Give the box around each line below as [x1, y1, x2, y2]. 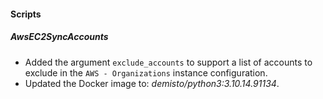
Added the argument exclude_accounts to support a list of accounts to [24, 56, 313, 68]
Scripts [10, 8, 42, 20]
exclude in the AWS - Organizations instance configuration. [24, 66, 268, 79]
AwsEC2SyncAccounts [10, 31, 109, 43]
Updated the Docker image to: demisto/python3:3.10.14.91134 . [24, 77, 280, 89]
